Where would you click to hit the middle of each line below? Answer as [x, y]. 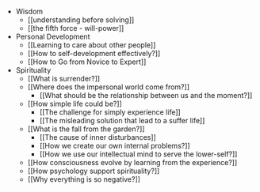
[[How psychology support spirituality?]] [94, 171]
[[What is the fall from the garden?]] [86, 129]
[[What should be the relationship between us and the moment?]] [146, 95]
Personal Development [53, 36]
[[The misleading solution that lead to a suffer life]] [122, 120]
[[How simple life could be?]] [75, 104]
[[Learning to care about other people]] [92, 45]
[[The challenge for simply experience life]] [110, 112]
